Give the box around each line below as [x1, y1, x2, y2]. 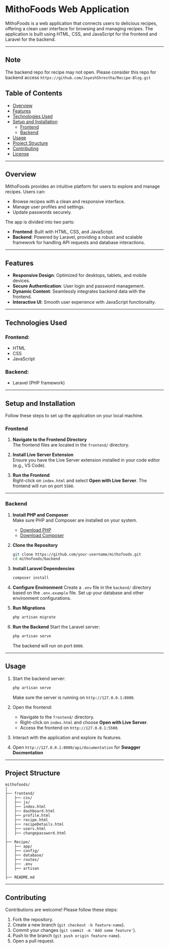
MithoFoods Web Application [5, 4, 129, 15]
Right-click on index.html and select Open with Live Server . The [12, 478, 147, 484]
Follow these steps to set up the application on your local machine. [5, 412, 144, 418]
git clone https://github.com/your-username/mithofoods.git [12, 551, 141, 557]
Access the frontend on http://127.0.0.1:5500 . [20, 724, 119, 731]
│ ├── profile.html [5, 813, 51, 818]
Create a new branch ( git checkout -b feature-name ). [12, 922, 125, 928]
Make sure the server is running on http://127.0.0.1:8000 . [12, 694, 135, 700]
